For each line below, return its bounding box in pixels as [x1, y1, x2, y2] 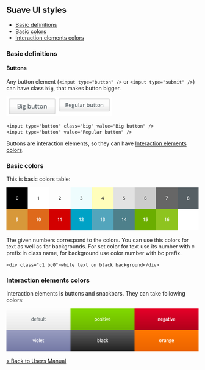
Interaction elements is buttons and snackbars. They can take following [6, 290, 186, 297]
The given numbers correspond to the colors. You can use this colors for [6, 236, 189, 244]
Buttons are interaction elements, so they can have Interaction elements [6, 140, 187, 147]
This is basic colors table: [6, 175, 71, 183]
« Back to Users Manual [6, 357, 67, 365]
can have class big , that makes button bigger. [6, 84, 121, 92]
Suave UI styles [6, 5, 67, 15]
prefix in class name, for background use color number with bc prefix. [6, 249, 182, 256]
